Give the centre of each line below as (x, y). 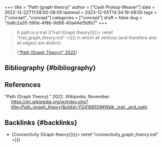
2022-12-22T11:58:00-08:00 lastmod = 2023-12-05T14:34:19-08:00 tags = (81, 12)
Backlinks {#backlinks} (41, 123)
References (23, 85)
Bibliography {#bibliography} (50, 68)
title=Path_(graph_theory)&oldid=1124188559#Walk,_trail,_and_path (79, 107)
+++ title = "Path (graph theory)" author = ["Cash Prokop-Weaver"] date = (80, 7)
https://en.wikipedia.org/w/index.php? (50, 102)
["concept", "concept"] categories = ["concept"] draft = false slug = (74, 18)
